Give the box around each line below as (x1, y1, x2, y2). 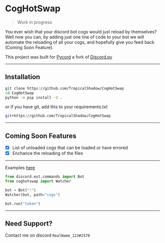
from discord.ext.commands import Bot (5, 174, 84, 180)
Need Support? (5, 219, 53, 228)
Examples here (5, 165, 35, 171)
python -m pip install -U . (5, 95, 63, 100)
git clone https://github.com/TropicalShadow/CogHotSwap (5, 86, 124, 91)
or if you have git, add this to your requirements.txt (5, 104, 108, 110)
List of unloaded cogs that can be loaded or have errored (12, 145, 128, 151)
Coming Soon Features (5, 131, 77, 140)
